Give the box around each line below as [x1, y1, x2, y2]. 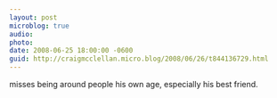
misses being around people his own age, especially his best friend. [9, 79, 258, 89]
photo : [9, 37, 34, 47]
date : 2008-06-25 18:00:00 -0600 [9, 46, 134, 55]
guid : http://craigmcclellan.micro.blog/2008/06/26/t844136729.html [9, 54, 269, 63]
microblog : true [9, 21, 69, 30]
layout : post [9, 12, 58, 22]
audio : [9, 29, 34, 38]
